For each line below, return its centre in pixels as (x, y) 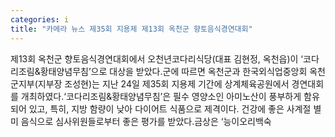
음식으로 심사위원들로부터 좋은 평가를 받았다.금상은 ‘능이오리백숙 (146, 121)
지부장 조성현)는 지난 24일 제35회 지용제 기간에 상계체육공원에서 (163, 83)
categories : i (40, 19)
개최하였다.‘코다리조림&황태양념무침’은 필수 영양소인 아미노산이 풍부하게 (161, 96)
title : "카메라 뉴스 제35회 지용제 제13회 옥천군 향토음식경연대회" (131, 29)
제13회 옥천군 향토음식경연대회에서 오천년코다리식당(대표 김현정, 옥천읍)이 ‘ (157, 58)
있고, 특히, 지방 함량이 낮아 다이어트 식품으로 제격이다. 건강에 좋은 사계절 (170, 108)
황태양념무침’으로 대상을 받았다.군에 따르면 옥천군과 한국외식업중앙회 (173, 71)
